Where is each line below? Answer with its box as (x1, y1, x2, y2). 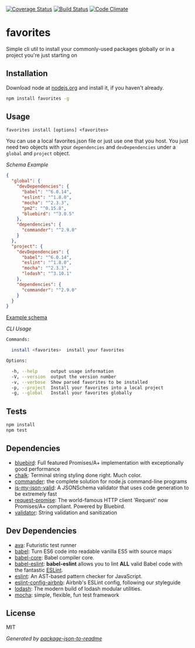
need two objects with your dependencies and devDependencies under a (6, 144, 176, 151)
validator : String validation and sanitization (14, 509, 118, 516)
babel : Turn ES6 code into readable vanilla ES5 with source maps (14, 548, 172, 555)
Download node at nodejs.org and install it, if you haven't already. (6, 84, 164, 91)
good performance (14, 465, 60, 472)
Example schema (6, 314, 48, 321)
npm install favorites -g (6, 96, 69, 101)
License (6, 608, 36, 618)
